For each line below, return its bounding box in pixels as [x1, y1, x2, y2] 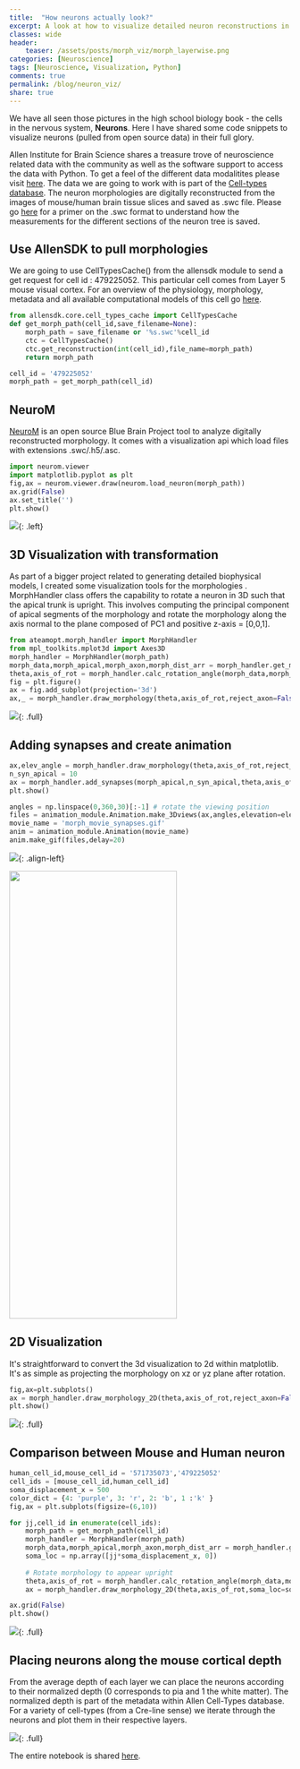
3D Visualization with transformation [9, 547, 219, 562]
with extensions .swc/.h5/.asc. [9, 445, 121, 456]
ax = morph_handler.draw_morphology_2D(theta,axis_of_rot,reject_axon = [9, 1394, 281, 1403]
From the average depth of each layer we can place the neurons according [9, 1676, 284, 1687]
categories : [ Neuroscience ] [9, 55, 114, 64]
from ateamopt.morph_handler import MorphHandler [9, 636, 198, 645]
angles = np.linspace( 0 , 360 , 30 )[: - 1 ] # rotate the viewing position [9, 803, 270, 812]
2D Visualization [9, 1335, 103, 1350]
